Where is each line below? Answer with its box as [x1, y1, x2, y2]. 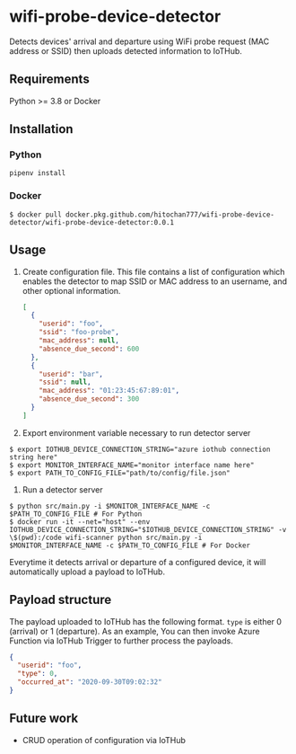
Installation [9, 121, 74, 137]
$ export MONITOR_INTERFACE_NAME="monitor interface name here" [9, 460, 255, 469]
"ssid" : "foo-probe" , [39, 328, 119, 337]
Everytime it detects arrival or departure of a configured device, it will [9, 556, 266, 567]
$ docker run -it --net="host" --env [9, 517, 151, 527]
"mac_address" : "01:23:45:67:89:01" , [39, 386, 180, 395]
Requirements [9, 72, 90, 87]
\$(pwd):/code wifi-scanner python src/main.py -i [9, 533, 203, 542]
